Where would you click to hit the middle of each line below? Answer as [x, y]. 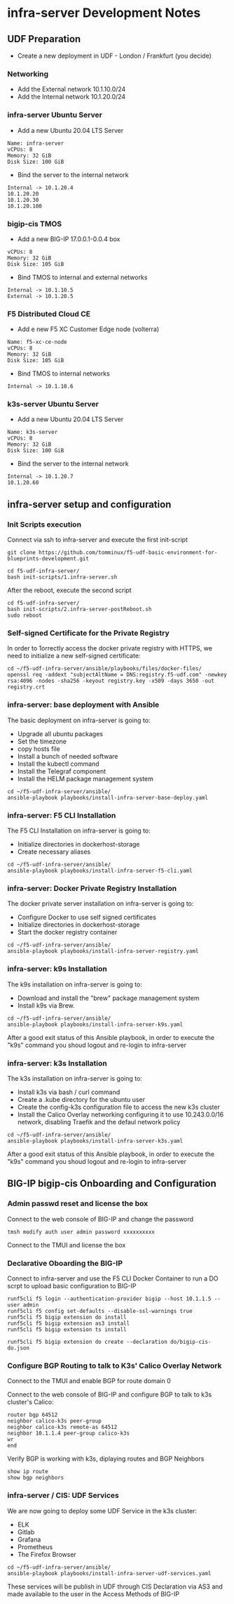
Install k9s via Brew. [46, 1005]
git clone [22, 553]
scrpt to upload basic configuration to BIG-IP [72, 1285]
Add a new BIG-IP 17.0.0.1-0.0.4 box [69, 239]
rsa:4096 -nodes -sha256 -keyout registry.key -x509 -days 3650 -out [111, 681]
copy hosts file [39, 749]
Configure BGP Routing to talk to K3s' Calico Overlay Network [115, 1366]
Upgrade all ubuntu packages [60, 733]
